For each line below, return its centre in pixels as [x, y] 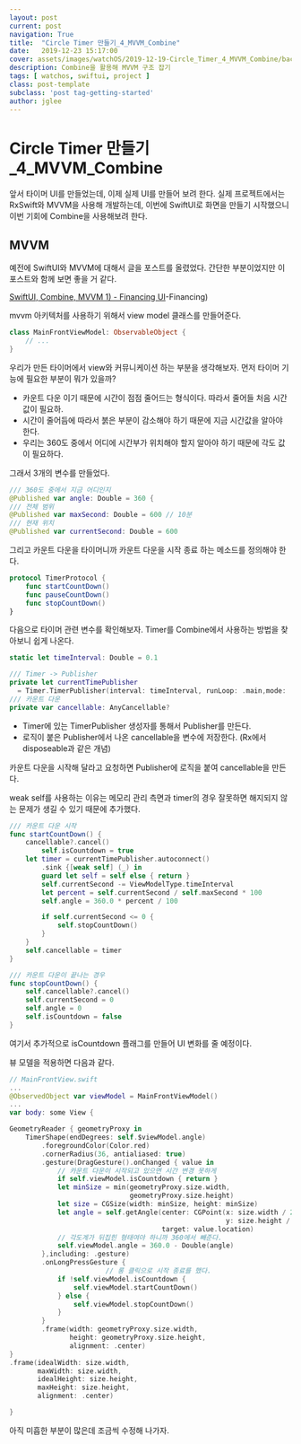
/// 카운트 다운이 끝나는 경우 [57, 975]
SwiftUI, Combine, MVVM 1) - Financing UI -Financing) [109, 297]
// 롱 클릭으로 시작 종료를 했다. [159, 1271]
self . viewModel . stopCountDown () [133, 1304]
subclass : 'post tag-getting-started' [82, 92]
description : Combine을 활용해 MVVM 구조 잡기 [90, 68]
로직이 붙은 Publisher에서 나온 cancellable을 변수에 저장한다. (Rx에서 [144, 737]
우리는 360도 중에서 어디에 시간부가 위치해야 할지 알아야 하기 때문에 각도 [149, 442]
